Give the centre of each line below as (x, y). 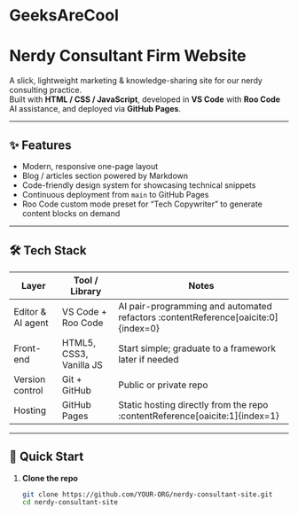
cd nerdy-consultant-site (70, 503)
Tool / (86, 280)
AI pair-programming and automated (195, 306)
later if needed (149, 359)
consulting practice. (46, 90)
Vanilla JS (82, 364)
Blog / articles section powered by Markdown (105, 176)
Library (86, 291)
